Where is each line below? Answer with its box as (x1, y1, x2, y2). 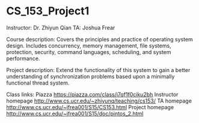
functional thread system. (6, 79, 70, 86)
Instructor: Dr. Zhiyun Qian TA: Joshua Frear (6, 24, 115, 31)
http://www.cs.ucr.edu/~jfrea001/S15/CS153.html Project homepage (6, 103, 174, 110)
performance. (6, 55, 40, 62)
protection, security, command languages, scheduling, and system (6, 48, 171, 55)
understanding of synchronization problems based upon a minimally (6, 73, 175, 80)
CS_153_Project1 (6, 4, 90, 18)
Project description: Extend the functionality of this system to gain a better (6, 66, 191, 73)
